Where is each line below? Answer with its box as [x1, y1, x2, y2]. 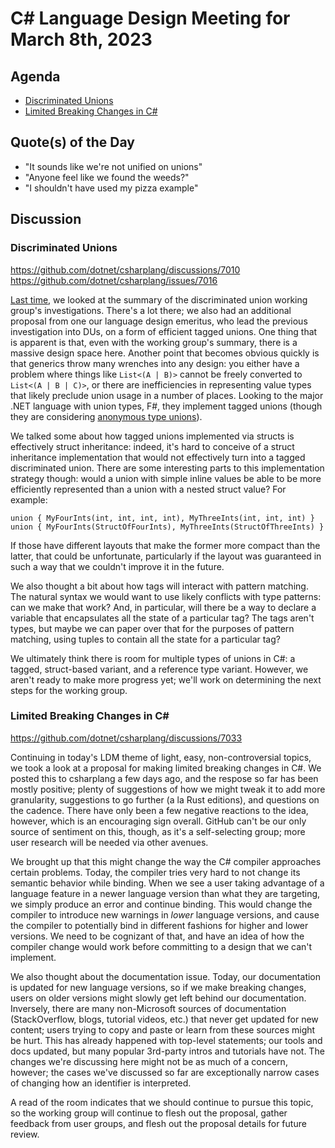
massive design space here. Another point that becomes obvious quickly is [10, 347, 320, 359]
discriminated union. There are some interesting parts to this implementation [10, 462, 325, 474]
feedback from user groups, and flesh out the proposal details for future [10, 1117, 307, 1129]
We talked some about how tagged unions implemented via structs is [10, 430, 295, 442]
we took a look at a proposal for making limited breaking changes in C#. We [10, 762, 322, 774]
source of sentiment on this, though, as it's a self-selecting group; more [10, 825, 306, 837]
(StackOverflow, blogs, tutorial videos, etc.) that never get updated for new [10, 1013, 319, 1025]
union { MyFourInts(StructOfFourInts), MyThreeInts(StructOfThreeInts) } [10, 522, 325, 532]
